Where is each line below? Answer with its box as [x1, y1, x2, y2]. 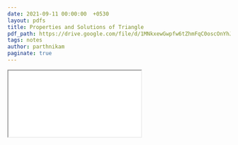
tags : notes [7, 37, 42, 44]
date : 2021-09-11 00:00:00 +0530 [7, 10, 110, 18]
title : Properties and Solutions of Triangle [7, 23, 144, 30]
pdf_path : [7, 30, 37, 37]
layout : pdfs [7, 17, 46, 24]
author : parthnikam [7, 43, 65, 50]
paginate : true [7, 50, 52, 57]
